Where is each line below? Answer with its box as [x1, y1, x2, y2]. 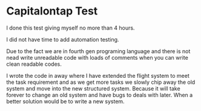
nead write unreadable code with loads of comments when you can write [6, 54, 189, 61]
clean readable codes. [6, 60, 62, 68]
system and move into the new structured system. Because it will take [6, 84, 180, 92]
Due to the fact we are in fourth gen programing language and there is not [6, 47, 191, 55]
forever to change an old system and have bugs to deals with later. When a [6, 91, 193, 98]
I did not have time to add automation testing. [6, 36, 119, 43]
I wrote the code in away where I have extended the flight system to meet [6, 72, 189, 79]
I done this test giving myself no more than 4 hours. [6, 24, 135, 31]
